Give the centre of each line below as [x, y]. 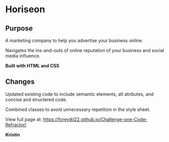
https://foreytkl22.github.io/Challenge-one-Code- [95, 119]
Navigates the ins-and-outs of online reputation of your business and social [85, 50]
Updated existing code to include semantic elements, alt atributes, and [80, 94]
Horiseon [25, 9]
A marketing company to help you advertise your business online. [74, 40]
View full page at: [24, 119]
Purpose [19, 28]
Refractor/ [16, 125]
